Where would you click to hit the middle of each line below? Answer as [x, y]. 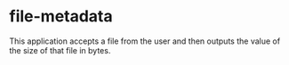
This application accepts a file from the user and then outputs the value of [145, 41]
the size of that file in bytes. [60, 50]
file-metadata [61, 16]
